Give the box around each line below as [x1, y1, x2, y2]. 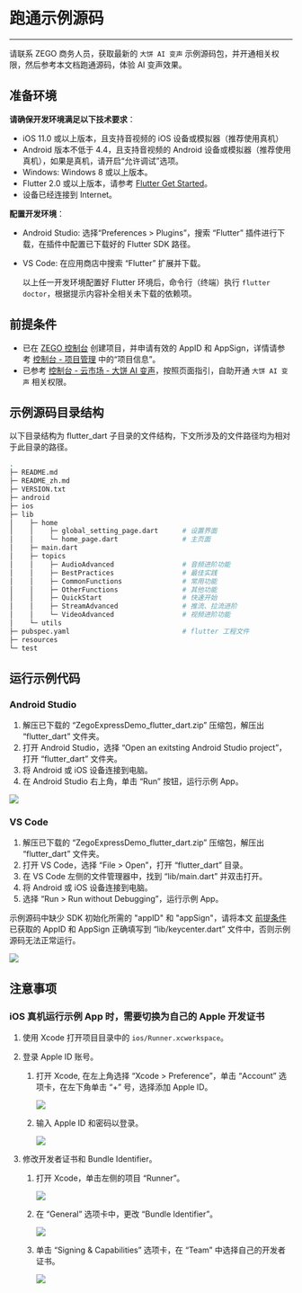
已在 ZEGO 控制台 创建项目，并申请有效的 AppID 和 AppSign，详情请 [22, 343, 278, 353]
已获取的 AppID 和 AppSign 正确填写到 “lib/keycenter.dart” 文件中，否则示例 [9, 923, 290, 935]
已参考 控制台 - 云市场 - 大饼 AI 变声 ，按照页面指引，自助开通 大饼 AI [22, 365, 278, 376]
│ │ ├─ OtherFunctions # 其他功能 [9, 585, 218, 594]
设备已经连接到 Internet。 [22, 189, 117, 200]
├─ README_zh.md [9, 477, 70, 486]
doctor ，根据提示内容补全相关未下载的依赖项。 [22, 288, 197, 299]
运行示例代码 [9, 671, 81, 686]
